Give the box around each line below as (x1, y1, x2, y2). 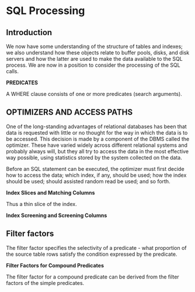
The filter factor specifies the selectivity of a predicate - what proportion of (6, 244, 187, 251)
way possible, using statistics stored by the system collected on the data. (6, 154, 183, 161)
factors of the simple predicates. (6, 279, 85, 286)
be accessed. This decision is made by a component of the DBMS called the (6, 135, 190, 142)
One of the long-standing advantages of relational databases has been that (6, 123, 187, 130)
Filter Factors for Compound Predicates (6, 262, 104, 269)
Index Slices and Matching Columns (6, 189, 95, 196)
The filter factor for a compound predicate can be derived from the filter (6, 273, 179, 280)
